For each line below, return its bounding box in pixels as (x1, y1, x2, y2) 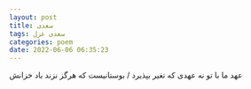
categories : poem (9, 37, 74, 47)
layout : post (9, 12, 58, 22)
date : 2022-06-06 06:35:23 (9, 46, 109, 55)
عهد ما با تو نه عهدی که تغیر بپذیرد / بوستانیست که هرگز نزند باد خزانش (9, 70, 243, 80)
